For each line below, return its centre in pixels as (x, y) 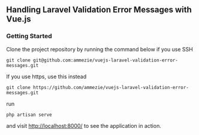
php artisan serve (29, 115)
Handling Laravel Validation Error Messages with (99, 10)
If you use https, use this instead (46, 76)
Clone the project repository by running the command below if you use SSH (99, 49)
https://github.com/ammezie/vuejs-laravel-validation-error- (111, 87)
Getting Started (29, 36)
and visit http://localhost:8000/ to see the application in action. (84, 125)
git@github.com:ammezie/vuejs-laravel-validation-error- (105, 60)
